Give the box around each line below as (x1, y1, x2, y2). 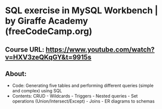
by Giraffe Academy (5, 15, 88, 27)
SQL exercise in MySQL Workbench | (5, 5, 158, 16)
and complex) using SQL (12, 88, 62, 94)
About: (5, 69, 27, 78)
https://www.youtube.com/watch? (46, 45, 155, 54)
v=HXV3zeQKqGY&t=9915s (5, 53, 92, 61)
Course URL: (5, 45, 45, 54)
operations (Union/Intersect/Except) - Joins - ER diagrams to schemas (12, 98, 155, 104)
